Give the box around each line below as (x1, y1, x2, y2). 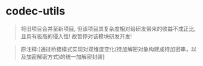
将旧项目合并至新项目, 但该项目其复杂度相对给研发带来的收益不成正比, (20, 25, 196, 32)
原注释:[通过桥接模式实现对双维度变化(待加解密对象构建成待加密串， (20, 45, 192, 53)
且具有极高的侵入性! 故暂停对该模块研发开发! (20, 32, 132, 40)
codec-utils (5, 4, 66, 18)
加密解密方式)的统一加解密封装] (26, 53, 105, 60)
